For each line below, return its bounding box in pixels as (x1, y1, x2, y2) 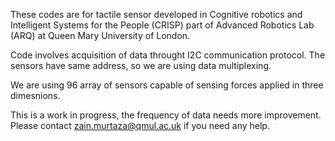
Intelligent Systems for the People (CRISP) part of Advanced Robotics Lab (10, 19, 315, 31)
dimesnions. (10, 90, 61, 101)
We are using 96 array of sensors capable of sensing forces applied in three (10, 79, 324, 91)
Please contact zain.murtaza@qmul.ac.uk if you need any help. (10, 120, 270, 131)
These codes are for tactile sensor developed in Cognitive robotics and (10, 9, 303, 20)
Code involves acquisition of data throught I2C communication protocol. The (10, 49, 326, 61)
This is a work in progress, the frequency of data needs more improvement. (10, 109, 322, 121)
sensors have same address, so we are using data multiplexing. (10, 60, 272, 71)
